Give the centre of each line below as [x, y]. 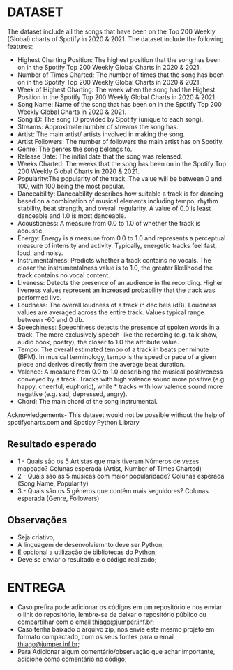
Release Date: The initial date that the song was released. [100, 156]
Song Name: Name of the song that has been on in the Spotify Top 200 [119, 104]
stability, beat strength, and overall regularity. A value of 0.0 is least [114, 208]
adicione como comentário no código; [72, 659]
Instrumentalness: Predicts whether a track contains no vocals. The [114, 260]
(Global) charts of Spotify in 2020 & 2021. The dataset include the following [116, 38]
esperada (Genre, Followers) [58, 498]
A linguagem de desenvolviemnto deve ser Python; [91, 544]
